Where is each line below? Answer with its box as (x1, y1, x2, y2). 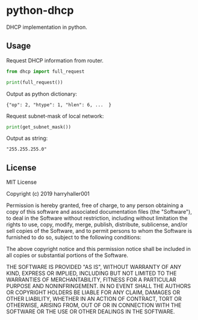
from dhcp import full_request (6, 68, 85, 74)
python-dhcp (6, 4, 74, 17)
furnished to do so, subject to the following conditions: (6, 234, 141, 241)
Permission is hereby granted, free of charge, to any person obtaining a (6, 202, 184, 209)
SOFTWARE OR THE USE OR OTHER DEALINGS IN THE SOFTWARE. (6, 308, 175, 315)
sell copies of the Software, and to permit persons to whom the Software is (6, 228, 193, 235)
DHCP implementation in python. (6, 23, 87, 31)
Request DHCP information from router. (6, 56, 104, 64)
